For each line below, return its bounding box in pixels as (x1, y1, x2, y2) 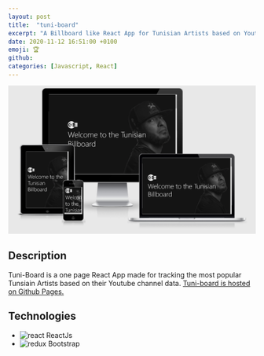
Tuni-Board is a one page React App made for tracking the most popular (8, 270, 242, 279)
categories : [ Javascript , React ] (8, 63, 118, 71)
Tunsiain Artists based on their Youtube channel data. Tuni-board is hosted (8, 278, 251, 288)
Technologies (8, 310, 77, 323)
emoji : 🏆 (8, 46, 40, 54)
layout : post (8, 13, 51, 20)
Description (8, 249, 67, 262)
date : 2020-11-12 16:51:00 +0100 (8, 38, 118, 46)
